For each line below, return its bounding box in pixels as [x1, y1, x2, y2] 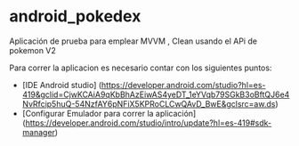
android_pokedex [9, 6, 141, 27]
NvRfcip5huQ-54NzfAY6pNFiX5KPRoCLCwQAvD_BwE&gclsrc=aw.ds [21, 98, 276, 109]
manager [21, 126, 56, 137]
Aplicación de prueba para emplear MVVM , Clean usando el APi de [9, 36, 258, 46]
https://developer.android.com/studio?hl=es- [101, 79, 266, 90]
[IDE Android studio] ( [21, 79, 102, 90]
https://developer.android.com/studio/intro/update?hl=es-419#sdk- [25, 118, 272, 128]
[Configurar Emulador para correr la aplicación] [21, 108, 197, 118]
